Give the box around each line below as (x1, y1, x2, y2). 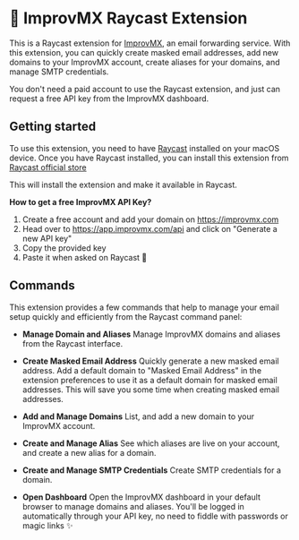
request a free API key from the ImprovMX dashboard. (9, 93, 209, 104)
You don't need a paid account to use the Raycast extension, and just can (9, 83, 280, 94)
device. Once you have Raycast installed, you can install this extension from (9, 152, 289, 163)
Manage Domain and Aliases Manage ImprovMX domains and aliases (21, 329, 281, 339)
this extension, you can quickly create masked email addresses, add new (9, 47, 279, 57)
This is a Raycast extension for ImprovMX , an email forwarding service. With (9, 38, 291, 48)
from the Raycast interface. (21, 338, 124, 348)
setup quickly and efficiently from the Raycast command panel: (9, 311, 243, 321)
